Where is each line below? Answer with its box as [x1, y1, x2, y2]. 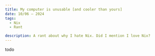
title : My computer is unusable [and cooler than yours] [5, 7, 123, 12]
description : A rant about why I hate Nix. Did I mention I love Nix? [5, 34, 151, 38]
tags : [5, 16, 16, 21]
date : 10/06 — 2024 [5, 11, 45, 16]
